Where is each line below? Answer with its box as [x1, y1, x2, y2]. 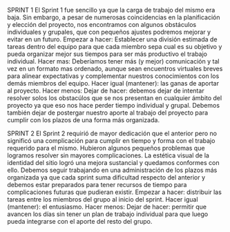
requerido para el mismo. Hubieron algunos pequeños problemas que [7, 144, 205, 152]
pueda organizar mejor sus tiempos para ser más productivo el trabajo [7, 50, 207, 58]
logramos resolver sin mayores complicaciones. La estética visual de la [7, 151, 209, 159]
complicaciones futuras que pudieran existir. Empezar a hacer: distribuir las [7, 188, 222, 196]
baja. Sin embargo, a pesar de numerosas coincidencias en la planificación [7, 13, 220, 21]
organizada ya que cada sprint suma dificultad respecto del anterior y [7, 173, 206, 182]
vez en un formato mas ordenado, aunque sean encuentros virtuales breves [7, 65, 223, 72]
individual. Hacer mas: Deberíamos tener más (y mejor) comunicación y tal [7, 57, 220, 65]
